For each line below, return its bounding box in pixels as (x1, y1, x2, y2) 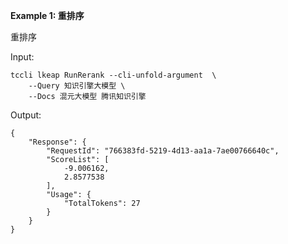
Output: (10, 109, 42, 121)
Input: (10, 51, 35, 63)
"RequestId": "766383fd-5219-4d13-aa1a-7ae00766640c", (46, 146, 280, 156)
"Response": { (28, 137, 87, 147)
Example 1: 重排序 (10, 10, 85, 21)
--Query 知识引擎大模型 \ (28, 81, 126, 91)
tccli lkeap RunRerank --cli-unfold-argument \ (10, 70, 217, 80)
